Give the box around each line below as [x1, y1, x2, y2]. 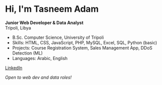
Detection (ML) [12, 50, 43, 56]
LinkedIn [5, 65, 23, 71]
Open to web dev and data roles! [5, 74, 72, 80]
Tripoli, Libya [5, 25, 31, 30]
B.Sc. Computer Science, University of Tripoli [12, 34, 104, 40]
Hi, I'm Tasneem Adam [5, 3, 99, 15]
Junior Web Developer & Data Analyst [5, 20, 83, 26]
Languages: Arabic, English [12, 55, 68, 61]
